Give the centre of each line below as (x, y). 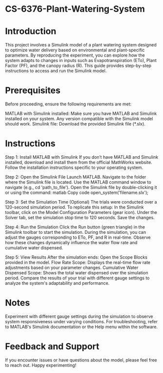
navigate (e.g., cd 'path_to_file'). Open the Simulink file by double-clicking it (81, 187)
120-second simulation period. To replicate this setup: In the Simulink (74, 207)
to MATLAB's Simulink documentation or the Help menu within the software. (81, 327)
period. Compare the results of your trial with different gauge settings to (77, 278)
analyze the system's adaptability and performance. (57, 283)
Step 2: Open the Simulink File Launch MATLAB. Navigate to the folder (76, 177)
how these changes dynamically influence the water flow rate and (71, 242)
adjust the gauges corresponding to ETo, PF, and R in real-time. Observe (78, 237)
